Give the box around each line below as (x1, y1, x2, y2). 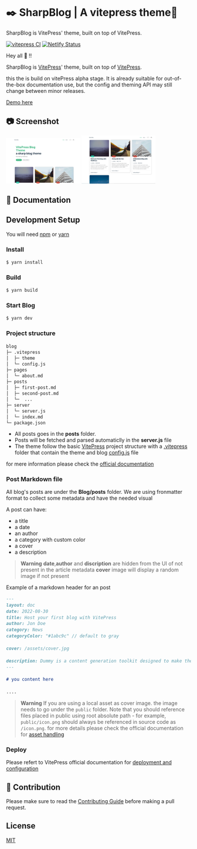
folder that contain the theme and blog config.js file (14, 449, 139, 456)
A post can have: (6, 506, 47, 513)
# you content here (6, 677, 54, 683)
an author (14, 530, 38, 537)
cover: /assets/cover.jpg (6, 646, 69, 651)
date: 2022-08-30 (6, 608, 49, 614)
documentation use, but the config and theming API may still (26, 81, 172, 88)
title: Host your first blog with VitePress (6, 614, 117, 620)
